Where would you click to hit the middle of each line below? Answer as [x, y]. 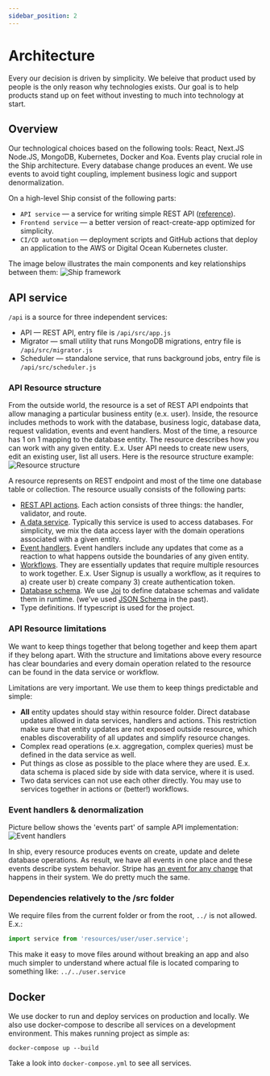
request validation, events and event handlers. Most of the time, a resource [133, 431]
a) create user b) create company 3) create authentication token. [127, 582]
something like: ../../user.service [67, 971]
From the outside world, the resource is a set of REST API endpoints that [128, 405]
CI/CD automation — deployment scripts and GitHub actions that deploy [139, 239]
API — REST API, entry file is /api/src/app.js [96, 333]
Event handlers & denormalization [76, 809]
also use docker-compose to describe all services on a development [122, 1025]
